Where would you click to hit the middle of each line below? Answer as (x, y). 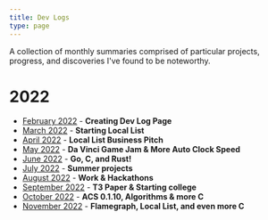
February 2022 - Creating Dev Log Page (97, 121)
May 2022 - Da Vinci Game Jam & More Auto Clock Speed (131, 150)
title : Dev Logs (39, 17)
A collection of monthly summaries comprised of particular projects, (135, 51)
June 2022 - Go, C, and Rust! (77, 159)
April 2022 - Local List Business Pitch (92, 140)
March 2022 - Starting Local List (83, 131)
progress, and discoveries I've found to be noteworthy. (110, 61)
